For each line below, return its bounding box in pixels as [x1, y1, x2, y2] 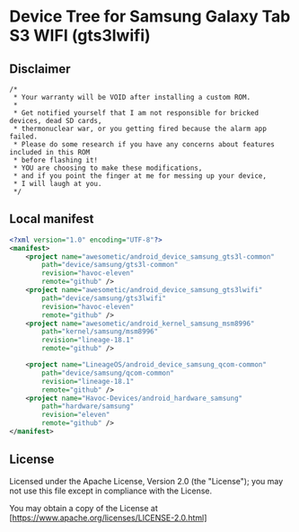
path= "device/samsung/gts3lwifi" [41, 294, 167, 303]
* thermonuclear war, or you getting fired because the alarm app [13, 124, 268, 133]
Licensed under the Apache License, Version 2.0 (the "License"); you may [9, 475, 284, 486]
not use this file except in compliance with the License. [9, 485, 213, 496]
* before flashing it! [13, 155, 99, 164]
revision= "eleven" [41, 411, 110, 420]
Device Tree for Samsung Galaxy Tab [9, 6, 291, 27]
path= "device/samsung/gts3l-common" [41, 261, 179, 270]
